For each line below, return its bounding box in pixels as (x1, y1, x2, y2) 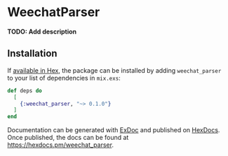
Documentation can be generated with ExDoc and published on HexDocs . (7, 126, 220, 134)
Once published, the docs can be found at (7, 134, 129, 142)
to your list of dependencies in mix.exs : (7, 73, 121, 82)
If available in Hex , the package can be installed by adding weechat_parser (7, 66, 222, 74)
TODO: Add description (7, 27, 77, 36)
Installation (7, 48, 58, 59)
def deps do (7, 87, 42, 94)
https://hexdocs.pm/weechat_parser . (7, 141, 114, 149)
